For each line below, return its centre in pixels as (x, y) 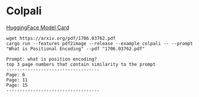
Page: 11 (17, 80)
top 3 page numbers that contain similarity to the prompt (81, 64)
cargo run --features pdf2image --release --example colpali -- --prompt (100, 43)
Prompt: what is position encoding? (52, 59)
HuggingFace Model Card (38, 27)
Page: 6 (16, 75)
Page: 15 (17, 85)
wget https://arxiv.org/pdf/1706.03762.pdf (61, 38)
